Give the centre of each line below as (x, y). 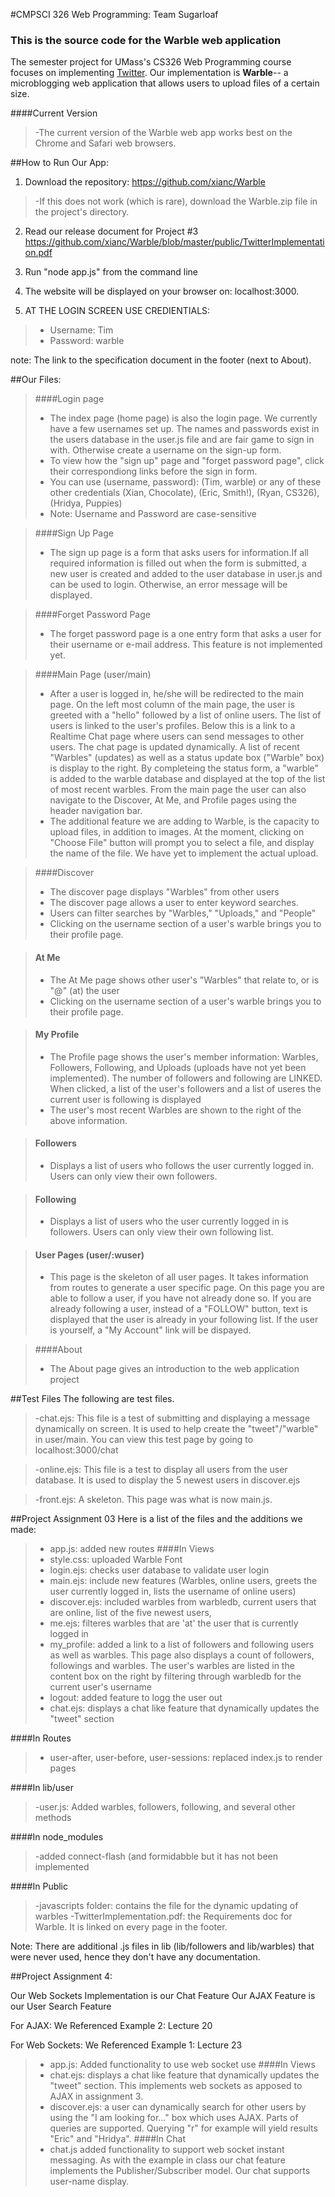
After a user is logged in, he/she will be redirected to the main (177, 694)
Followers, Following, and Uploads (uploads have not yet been (178, 1067)
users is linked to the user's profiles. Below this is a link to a (172, 726)
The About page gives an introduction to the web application (174, 1369)
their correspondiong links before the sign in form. (153, 471)
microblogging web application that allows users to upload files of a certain (165, 83)
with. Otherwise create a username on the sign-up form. (165, 450)
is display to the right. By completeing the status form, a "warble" (184, 768)
